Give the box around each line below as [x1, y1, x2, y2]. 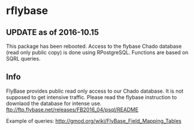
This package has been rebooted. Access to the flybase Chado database [6, 43, 182, 50]
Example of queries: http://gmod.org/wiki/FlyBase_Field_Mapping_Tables [6, 117, 182, 124]
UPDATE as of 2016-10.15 [6, 27, 99, 37]
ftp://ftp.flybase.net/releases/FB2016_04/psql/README [6, 106, 138, 113]
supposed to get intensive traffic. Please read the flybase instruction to [6, 93, 177, 100]
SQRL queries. [6, 55, 41, 62]
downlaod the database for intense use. [6, 100, 102, 107]
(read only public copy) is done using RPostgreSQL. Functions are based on [6, 49, 189, 56]
